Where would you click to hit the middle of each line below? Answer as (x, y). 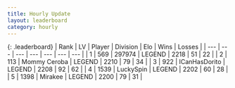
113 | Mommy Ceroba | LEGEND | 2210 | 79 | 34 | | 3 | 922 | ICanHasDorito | (116, 62)
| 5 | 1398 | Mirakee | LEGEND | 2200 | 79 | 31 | (75, 77)
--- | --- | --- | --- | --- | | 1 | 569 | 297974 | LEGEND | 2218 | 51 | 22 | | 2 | (121, 54)
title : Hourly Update (39, 14)
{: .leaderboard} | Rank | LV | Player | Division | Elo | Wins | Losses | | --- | (114, 47)
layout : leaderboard (38, 20)
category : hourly (33, 27)
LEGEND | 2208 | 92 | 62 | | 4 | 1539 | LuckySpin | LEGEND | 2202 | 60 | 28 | (118, 69)
